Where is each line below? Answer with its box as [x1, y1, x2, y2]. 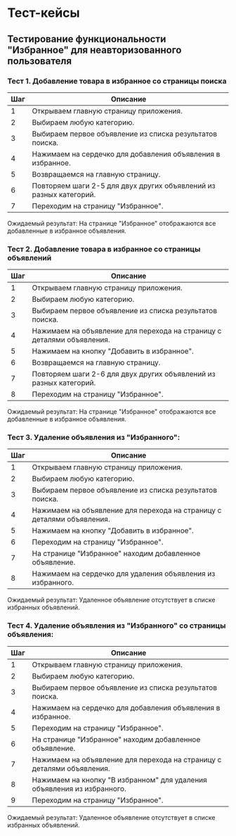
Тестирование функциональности [7, 33, 166, 45]
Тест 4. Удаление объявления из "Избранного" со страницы [7, 621, 226, 631]
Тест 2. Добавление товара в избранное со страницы [7, 244, 201, 254]
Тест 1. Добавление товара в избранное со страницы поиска [7, 76, 227, 86]
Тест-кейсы [7, 5, 80, 21]
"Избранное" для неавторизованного [7, 44, 182, 56]
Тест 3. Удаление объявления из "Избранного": [7, 433, 181, 443]
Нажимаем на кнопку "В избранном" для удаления [32, 775, 207, 785]
